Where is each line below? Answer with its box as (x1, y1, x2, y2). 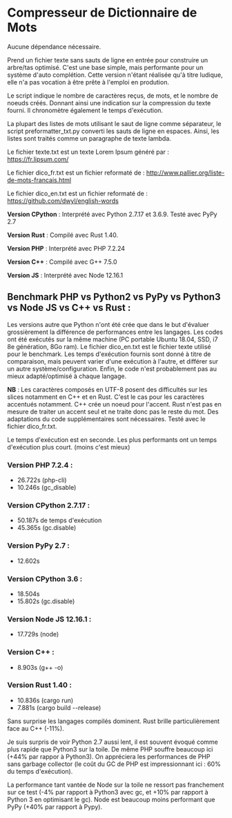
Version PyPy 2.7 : (7, 541, 70, 551)
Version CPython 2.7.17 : (7, 500, 90, 510)
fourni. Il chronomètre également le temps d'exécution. (7, 106, 164, 114)
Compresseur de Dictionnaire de (7, 5, 197, 21)
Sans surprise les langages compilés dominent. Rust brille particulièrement (7, 717, 220, 725)
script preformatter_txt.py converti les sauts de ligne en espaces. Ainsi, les (7, 127, 220, 135)
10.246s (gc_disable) (17, 483, 77, 492)
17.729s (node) (17, 630, 59, 639)
